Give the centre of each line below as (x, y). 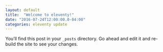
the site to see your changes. (48, 44)
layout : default (22, 10)
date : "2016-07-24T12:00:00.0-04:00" (45, 19)
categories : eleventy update (36, 24)
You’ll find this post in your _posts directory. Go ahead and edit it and (78, 39)
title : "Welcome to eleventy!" (40, 15)
